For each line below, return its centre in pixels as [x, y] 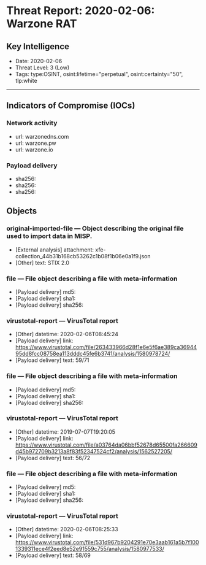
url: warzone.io [34, 149]
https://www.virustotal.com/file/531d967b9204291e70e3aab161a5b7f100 [107, 542]
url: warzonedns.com [42, 136]
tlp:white [26, 81]
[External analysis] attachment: [54, 250]
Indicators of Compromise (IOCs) [71, 106]
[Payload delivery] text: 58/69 [53, 555]
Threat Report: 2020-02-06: [81, 11]
